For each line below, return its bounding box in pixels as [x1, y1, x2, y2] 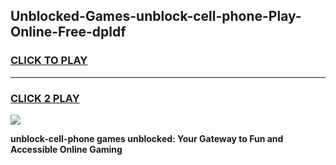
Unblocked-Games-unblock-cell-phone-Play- [10, 8, 302, 25]
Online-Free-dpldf [10, 24, 127, 41]
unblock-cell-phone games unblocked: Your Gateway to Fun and [10, 132, 284, 144]
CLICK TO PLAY [10, 54, 88, 68]
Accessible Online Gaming [10, 143, 123, 155]
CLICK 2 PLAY [10, 91, 80, 105]
